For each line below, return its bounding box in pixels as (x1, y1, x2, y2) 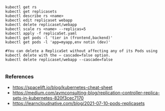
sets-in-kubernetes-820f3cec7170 (12, 95, 84, 101)
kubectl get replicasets (5, 9, 57, 14)
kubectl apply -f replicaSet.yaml (5, 31, 77, 36)
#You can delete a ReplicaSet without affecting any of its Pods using (5, 48, 157, 53)
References (5, 73, 34, 80)
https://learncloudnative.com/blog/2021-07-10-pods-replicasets (12, 100, 145, 106)
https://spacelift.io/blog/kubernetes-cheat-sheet (12, 84, 113, 90)
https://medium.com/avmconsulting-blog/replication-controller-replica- (12, 90, 160, 96)
